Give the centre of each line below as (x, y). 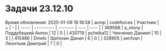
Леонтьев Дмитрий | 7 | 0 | (33, 43)
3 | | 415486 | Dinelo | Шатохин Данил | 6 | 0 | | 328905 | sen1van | (74, 38)
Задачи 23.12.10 (39, 9)
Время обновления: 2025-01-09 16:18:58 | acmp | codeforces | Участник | (82, 22)
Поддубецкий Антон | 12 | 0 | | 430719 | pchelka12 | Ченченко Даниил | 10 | (83, 33)
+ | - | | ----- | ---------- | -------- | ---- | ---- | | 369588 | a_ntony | (74, 27)
